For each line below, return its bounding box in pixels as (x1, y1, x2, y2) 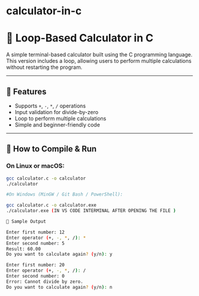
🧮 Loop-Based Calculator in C (6, 32, 154, 45)
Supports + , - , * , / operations (14, 102, 86, 109)
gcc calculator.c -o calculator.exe (6, 202, 97, 209)
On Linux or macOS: (6, 162, 65, 170)
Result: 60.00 (6, 245, 41, 252)
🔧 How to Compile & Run (6, 144, 97, 154)
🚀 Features (6, 86, 47, 96)
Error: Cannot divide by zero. (6, 278, 84, 285)
